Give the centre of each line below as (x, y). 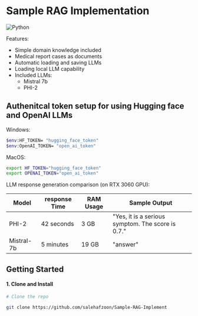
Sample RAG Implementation (78, 11)
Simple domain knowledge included (58, 50)
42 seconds (57, 224)
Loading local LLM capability (49, 68)
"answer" (126, 245)
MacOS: (16, 157)
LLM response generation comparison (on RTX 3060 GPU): (78, 185)
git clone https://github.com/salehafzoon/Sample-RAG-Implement (87, 307)
